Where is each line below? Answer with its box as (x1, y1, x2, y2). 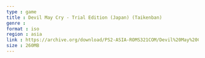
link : (6, 37, 23, 43)
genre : (6, 20, 26, 26)
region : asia (6, 31, 43, 37)
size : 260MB (6, 43, 40, 49)
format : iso (6, 25, 40, 32)
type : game (6, 8, 37, 15)
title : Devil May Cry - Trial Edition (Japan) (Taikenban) (6, 14, 163, 21)
